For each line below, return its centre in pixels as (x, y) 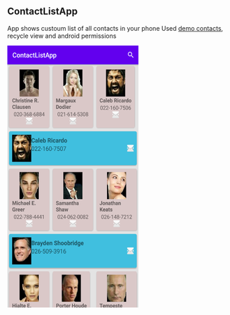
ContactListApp (43, 12)
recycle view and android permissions (62, 36)
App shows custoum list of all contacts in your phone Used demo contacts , (115, 28)
